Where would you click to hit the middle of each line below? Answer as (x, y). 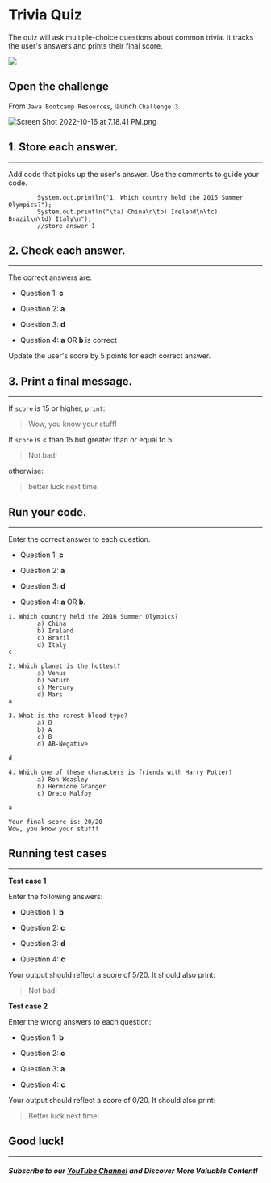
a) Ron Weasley (63, 780)
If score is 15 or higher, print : (57, 408)
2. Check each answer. (67, 250)
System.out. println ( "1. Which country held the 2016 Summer (140, 197)
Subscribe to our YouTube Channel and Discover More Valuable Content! (133, 1171)
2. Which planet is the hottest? (65, 666)
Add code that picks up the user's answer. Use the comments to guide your (134, 174)
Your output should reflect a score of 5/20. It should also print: (112, 974)
